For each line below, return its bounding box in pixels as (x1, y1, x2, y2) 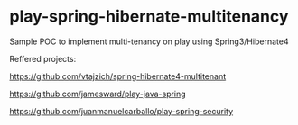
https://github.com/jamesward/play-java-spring (9, 88, 187, 99)
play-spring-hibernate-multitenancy (9, 6, 289, 27)
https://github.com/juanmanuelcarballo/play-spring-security (9, 105, 234, 116)
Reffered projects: (9, 53, 77, 64)
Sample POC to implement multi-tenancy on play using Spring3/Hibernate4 (9, 36, 289, 47)
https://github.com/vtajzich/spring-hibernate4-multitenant (9, 70, 227, 82)
